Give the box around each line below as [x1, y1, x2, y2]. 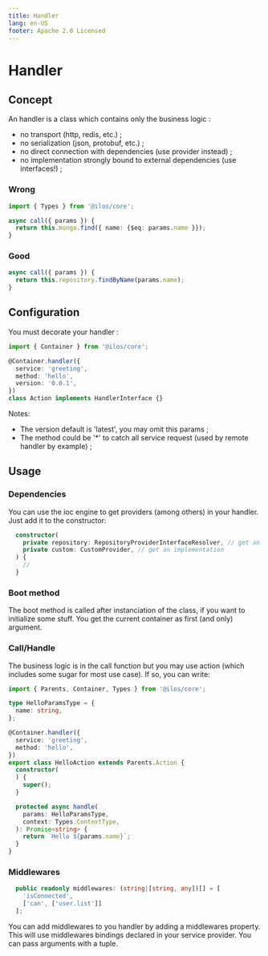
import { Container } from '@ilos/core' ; [8, 342, 149, 350]
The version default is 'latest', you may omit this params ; [19, 424, 209, 434]
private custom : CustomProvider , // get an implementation [22, 546, 225, 554]
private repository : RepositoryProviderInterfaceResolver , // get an [22, 538, 261, 546]
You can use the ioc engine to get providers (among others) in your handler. [8, 507, 259, 516]
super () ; [22, 781, 52, 789]
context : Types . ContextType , [22, 817, 120, 826]
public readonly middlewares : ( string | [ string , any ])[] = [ [15, 885, 221, 893]
